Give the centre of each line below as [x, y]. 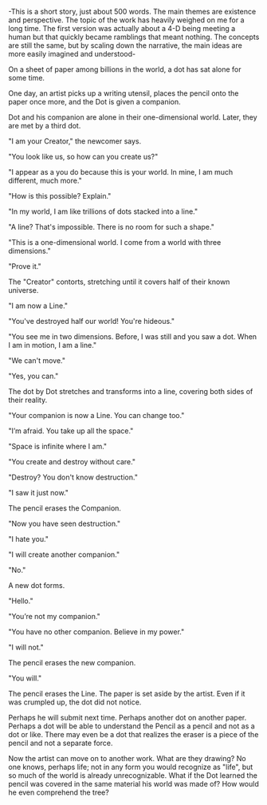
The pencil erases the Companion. [65, 508]
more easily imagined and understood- [72, 54]
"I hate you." [29, 539]
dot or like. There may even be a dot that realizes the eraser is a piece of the [133, 734]
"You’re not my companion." [55, 616]
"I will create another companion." [64, 554]
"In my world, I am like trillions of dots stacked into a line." [103, 211]
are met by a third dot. [45, 126]
